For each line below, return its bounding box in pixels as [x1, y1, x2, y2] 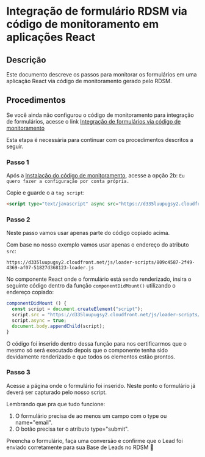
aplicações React [6, 31, 96, 44]
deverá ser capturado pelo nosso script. [6, 388, 107, 396]
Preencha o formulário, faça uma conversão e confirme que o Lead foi [6, 437, 183, 444]
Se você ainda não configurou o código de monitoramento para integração [6, 111, 194, 119]
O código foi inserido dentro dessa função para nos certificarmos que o [6, 340, 187, 347]
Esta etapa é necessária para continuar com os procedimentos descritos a [6, 136, 193, 143]
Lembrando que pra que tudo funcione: [6, 400, 106, 407]
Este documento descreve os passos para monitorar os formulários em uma [6, 71, 197, 78]
